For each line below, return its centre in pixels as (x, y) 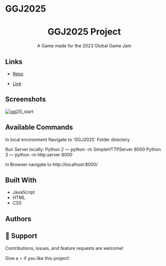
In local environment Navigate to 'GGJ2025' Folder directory (67, 140)
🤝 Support (21, 236)
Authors (18, 219)
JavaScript (24, 192)
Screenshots (26, 99)
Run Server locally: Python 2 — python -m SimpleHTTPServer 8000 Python (83, 149)
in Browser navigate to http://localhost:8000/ (52, 164)
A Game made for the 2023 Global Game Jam (84, 46)
